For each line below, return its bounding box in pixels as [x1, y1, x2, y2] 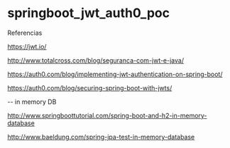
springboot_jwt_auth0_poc [7, 5, 170, 21]
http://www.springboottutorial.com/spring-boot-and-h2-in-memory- [7, 111, 207, 120]
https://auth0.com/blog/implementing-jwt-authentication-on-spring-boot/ [7, 70, 223, 78]
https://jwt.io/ [7, 42, 47, 51]
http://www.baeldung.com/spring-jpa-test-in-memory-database [7, 132, 195, 141]
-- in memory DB [7, 97, 57, 106]
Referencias [7, 28, 43, 37]
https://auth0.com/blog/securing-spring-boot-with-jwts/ [7, 83, 172, 92]
